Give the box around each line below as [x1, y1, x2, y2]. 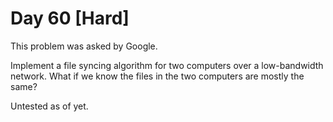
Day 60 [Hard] [10, 7, 130, 30]
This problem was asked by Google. [10, 40, 158, 52]
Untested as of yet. [10, 100, 89, 112]
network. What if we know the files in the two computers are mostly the [10, 70, 305, 82]
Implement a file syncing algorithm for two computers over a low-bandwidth [10, 59, 324, 71]
